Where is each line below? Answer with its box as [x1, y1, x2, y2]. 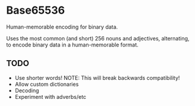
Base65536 [6, 4, 65, 17]
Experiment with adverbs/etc [14, 93, 87, 100]
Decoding [14, 87, 39, 94]
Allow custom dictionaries [14, 80, 79, 88]
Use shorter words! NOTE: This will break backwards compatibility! [14, 74, 181, 81]
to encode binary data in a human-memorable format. [6, 41, 139, 48]
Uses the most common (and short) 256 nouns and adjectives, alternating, [6, 35, 190, 42]
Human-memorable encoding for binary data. [6, 23, 118, 30]
